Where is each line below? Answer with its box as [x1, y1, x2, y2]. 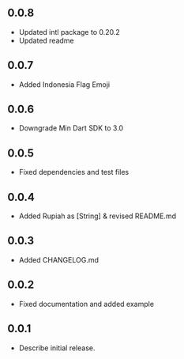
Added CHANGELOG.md [18, 255, 100, 264]
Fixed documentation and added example [18, 299, 155, 308]
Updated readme [18, 36, 74, 45]
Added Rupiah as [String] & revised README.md [18, 211, 177, 221]
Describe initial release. [18, 343, 96, 353]
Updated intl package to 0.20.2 [18, 27, 120, 36]
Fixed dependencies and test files [18, 168, 130, 177]
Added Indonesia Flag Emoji [18, 79, 111, 89]
